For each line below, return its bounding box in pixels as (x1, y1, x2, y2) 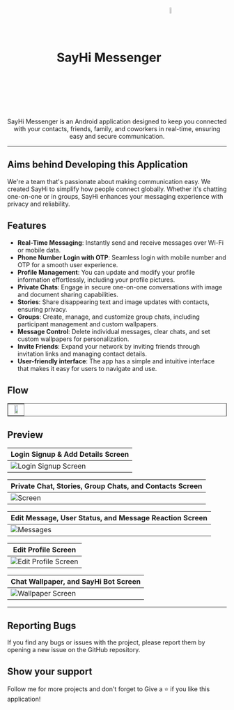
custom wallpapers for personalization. (17, 335, 130, 343)
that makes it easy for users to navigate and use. (17, 364, 157, 372)
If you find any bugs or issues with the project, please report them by (7, 638, 205, 647)
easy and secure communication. (69, 132, 165, 140)
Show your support (7, 666, 93, 678)
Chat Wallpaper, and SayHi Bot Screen (10, 577, 141, 587)
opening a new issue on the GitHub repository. (7, 646, 141, 654)
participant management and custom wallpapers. (17, 319, 159, 328)
